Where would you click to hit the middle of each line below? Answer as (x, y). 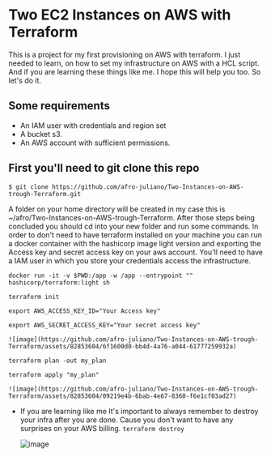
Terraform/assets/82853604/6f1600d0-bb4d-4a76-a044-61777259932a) (123, 346)
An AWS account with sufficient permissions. (95, 143)
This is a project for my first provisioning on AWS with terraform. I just (125, 54)
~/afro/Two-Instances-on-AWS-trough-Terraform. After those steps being (131, 217)
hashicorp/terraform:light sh (59, 282)
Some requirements (59, 106)
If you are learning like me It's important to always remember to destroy (139, 411)
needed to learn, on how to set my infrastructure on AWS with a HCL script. (134, 63)
